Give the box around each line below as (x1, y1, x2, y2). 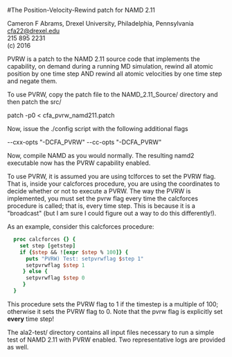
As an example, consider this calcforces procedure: (7, 223, 154, 231)
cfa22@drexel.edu (7, 27, 60, 35)
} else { (22, 268, 48, 275)
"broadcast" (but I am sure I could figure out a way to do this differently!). (7, 209, 217, 217)
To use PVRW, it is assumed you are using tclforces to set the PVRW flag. (7, 173, 216, 180)
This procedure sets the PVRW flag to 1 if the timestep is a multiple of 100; (7, 299, 219, 308)
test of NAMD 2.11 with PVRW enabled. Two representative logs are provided (7, 336, 226, 344)
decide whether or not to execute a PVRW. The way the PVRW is (7, 187, 191, 195)
